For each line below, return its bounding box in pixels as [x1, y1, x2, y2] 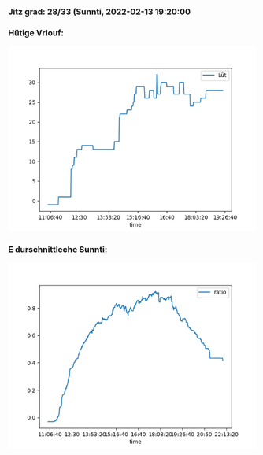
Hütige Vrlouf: [8, 27, 65, 38]
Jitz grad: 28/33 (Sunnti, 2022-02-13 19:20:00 [8, 6, 191, 17]
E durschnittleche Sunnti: [8, 244, 108, 255]
